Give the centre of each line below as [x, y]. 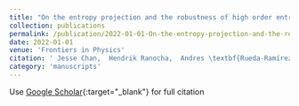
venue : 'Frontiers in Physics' [67, 50]
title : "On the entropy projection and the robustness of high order [141, 17]
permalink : [29, 34]
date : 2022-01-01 [41, 42]
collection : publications [57, 26]
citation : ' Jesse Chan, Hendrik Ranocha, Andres [107, 58]
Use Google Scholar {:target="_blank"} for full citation [107, 91]
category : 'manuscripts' [55, 67]
